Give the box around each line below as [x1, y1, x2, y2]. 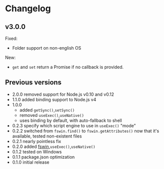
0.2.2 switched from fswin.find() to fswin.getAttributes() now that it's [12, 128, 160, 134]
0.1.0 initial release [12, 159, 50, 165]
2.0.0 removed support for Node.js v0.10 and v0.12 [12, 91, 114, 97]
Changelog [5, 3, 51, 14]
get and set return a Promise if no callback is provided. [12, 64, 124, 70]
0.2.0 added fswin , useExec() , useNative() [12, 143, 96, 149]
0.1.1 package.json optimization [12, 154, 75, 160]
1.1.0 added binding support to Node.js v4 [12, 96, 97, 102]
